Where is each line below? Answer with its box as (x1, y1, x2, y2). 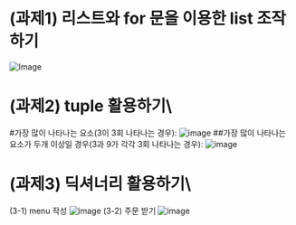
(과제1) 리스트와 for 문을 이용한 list (9, 8, 253, 29)
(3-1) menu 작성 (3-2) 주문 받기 (9, 205, 157, 216)
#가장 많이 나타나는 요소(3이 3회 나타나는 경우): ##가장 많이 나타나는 (9, 127, 287, 138)
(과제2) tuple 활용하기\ (9, 96, 173, 117)
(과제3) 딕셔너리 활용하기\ (9, 173, 192, 194)
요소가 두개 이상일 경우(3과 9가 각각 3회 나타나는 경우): (9, 138, 204, 149)
